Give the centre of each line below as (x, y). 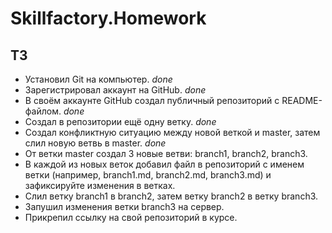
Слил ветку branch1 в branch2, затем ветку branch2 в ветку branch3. (171, 196)
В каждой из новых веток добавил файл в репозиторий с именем (164, 164)
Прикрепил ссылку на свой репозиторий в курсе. (131, 217)
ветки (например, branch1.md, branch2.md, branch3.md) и (148, 175)
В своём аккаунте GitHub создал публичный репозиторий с (152, 100)
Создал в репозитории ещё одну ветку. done (120, 121)
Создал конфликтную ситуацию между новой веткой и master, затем (172, 132)
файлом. (43, 111)
